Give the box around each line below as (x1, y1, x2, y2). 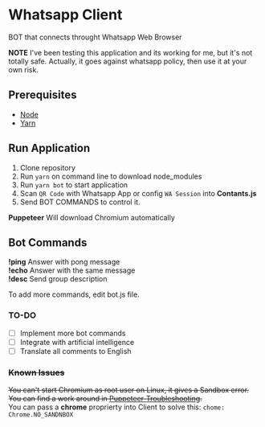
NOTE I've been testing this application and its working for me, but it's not (8, 47, 253, 57)
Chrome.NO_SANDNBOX (8, 411, 74, 419)
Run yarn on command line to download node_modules (19, 171, 202, 181)
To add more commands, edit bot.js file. (8, 289, 141, 299)
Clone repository (19, 162, 76, 172)
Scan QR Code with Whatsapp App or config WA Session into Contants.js (19, 188, 257, 198)
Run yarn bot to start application (19, 179, 128, 190)
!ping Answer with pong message (8, 257, 120, 267)
